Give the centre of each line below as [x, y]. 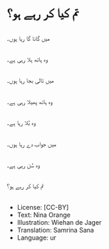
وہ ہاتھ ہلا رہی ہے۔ [27, 59]
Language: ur [36, 238]
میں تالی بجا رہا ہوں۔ [30, 81]
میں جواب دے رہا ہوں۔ [31, 143]
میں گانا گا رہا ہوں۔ [28, 38]
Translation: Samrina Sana [55, 230]
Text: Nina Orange [43, 215]
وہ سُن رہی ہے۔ [23, 165]
